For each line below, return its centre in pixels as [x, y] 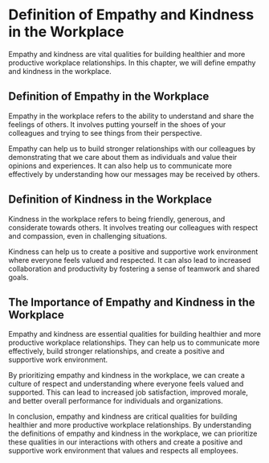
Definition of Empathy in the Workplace [109, 97]
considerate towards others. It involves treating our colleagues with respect [133, 227]
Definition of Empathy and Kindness [131, 15]
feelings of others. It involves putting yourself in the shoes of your [117, 124]
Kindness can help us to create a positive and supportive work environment [133, 252]
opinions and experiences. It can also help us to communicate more [120, 166]
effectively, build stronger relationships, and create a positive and [116, 351]
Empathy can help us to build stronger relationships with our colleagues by [132, 148]
